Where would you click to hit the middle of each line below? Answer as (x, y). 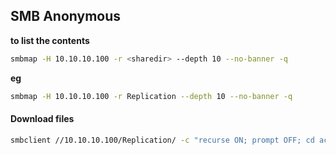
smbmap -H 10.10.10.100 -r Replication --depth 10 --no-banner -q (151, 96)
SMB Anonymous (66, 16)
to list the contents (50, 40)
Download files (42, 119)
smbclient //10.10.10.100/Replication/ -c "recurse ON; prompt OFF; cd (162, 140)
